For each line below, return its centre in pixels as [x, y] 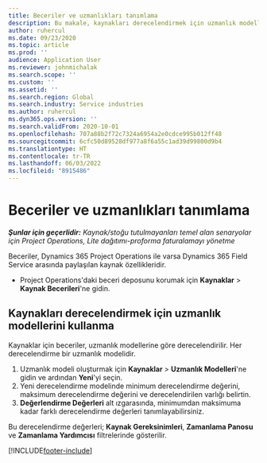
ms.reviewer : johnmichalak [53, 68]
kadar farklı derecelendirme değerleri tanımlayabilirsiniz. [112, 411]
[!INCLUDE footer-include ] [50, 450]
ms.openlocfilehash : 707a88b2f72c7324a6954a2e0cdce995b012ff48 [115, 134]
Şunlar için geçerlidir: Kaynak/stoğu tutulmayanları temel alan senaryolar [130, 232]
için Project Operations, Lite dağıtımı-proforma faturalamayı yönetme [122, 240]
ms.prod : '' [28, 53]
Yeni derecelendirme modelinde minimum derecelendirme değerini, [130, 386]
